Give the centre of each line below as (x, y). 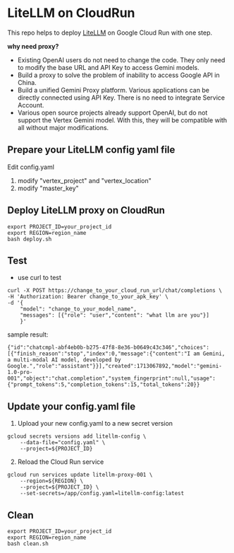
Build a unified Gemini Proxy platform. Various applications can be (113, 90)
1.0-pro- (20, 373)
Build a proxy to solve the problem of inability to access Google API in (118, 75)
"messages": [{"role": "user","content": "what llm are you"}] (115, 315)
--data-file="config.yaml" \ (63, 443)
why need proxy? (33, 46)
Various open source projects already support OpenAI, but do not (112, 112)
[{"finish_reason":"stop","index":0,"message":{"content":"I (99, 354)
